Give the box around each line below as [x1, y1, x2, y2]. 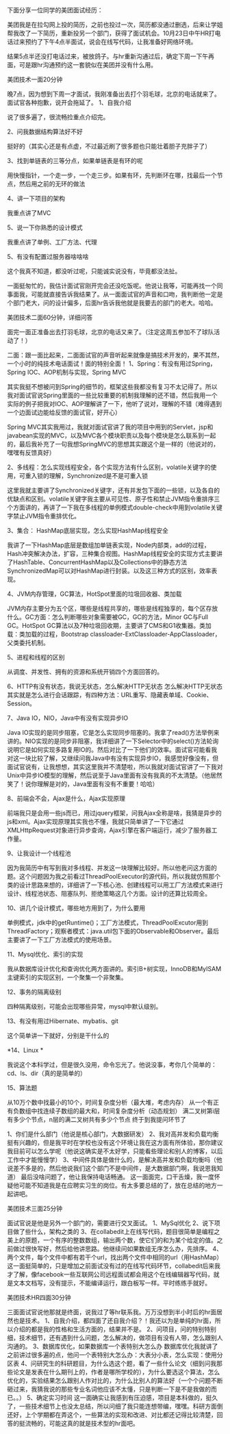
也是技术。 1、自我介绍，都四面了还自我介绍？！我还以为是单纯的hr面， [12, 1317, 216, 1324]
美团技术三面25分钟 [7, 1205, 63, 1212]
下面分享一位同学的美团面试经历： [7, 6, 103, 14]
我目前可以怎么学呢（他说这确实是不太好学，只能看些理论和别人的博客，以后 [7, 1147, 223, 1155]
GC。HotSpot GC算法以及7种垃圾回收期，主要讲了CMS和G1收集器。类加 [7, 622, 212, 629]
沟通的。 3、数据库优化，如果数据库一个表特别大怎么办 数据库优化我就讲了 [7, 1342, 218, 1350]
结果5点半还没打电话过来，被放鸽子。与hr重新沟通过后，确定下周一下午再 [7, 52, 214, 60]
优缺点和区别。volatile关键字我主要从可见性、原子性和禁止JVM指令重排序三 [7, 495, 220, 503]
